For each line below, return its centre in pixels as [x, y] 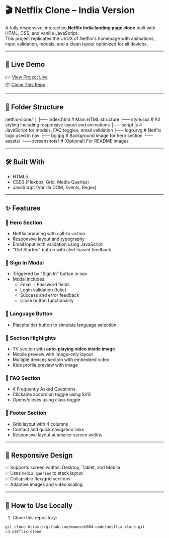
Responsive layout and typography [49, 239]
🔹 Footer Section [26, 413]
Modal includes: [29, 279]
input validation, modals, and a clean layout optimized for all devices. [77, 43]
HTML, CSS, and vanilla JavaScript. [42, 33]
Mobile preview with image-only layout [53, 354]
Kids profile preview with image [45, 365]
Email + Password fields [45, 285]
